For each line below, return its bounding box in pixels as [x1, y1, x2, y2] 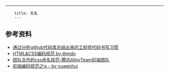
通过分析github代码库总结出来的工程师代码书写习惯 [12, 44, 119, 50]
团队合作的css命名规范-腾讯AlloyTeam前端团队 [12, 56, 110, 62]
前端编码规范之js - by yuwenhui [12, 63, 78, 69]
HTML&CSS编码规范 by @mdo [12, 50, 76, 56]
